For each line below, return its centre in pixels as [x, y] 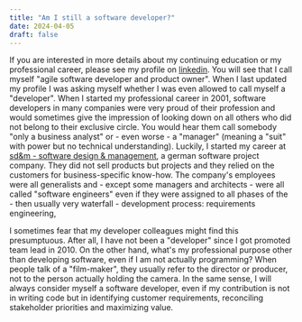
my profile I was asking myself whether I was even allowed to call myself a [147, 89]
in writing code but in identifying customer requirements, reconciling [137, 298]
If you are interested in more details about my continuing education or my [146, 60]
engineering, [33, 214]
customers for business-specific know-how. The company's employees [142, 175]
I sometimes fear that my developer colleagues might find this [124, 231]
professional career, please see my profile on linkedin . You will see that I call [151, 69]
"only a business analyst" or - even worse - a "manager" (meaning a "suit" [148, 137]
